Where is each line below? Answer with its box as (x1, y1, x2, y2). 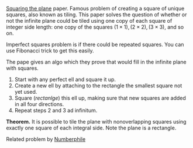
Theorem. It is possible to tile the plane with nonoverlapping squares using (6, 118, 187, 125)
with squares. (6, 65, 39, 72)
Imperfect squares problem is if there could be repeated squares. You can (6, 41, 184, 48)
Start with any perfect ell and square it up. (14, 76, 116, 83)
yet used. (14, 89, 37, 95)
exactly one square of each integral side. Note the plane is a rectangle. (6, 125, 177, 131)
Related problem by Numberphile (6, 136, 86, 142)
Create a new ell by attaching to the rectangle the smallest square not (14, 82, 182, 89)
